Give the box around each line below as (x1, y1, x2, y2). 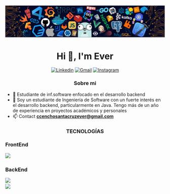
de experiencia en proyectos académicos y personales (12, 107, 127, 113)
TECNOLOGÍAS (66, 128, 104, 135)
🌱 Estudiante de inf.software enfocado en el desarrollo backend (12, 91, 146, 97)
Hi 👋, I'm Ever (56, 50, 114, 62)
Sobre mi (73, 80, 97, 87)
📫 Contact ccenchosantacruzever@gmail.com (12, 113, 114, 119)
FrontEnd (5, 141, 29, 148)
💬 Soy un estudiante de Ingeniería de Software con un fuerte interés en (12, 97, 161, 103)
